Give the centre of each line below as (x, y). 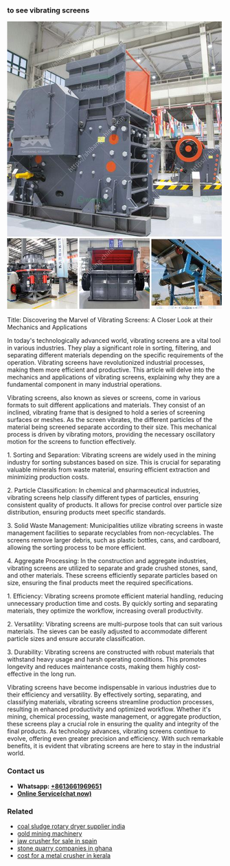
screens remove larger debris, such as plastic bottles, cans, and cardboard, (114, 540)
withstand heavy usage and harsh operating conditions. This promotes (107, 659)
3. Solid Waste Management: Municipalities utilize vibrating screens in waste (115, 526)
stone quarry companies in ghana (65, 848)
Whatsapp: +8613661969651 (59, 786)
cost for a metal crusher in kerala (64, 855)
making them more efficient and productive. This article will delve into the (111, 370)
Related (20, 811)
